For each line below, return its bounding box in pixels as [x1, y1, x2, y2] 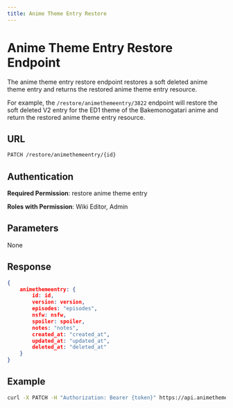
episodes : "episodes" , [32, 305, 98, 312]
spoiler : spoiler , [32, 318, 85, 325]
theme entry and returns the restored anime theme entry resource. [7, 85, 198, 94]
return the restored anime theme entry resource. [7, 113, 146, 121]
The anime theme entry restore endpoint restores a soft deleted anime [7, 78, 208, 86]
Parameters [7, 222, 59, 234]
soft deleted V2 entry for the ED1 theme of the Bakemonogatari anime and [7, 105, 218, 114]
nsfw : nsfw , [32, 312, 67, 319]
